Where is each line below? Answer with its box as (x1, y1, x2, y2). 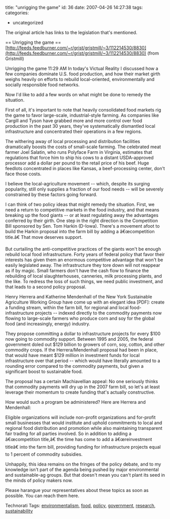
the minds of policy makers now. (5, 477, 73, 483)
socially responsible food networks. (5, 81, 80, 88)
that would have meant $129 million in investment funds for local (5, 352, 140, 358)
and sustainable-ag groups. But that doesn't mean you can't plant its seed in (5, 472, 165, 478)
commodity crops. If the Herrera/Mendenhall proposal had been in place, (5, 347, 158, 353)
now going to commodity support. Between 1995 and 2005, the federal (5, 336, 153, 342)
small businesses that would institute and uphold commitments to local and (5, 420, 162, 426)
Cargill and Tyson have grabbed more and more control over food (5, 118, 143, 124)
